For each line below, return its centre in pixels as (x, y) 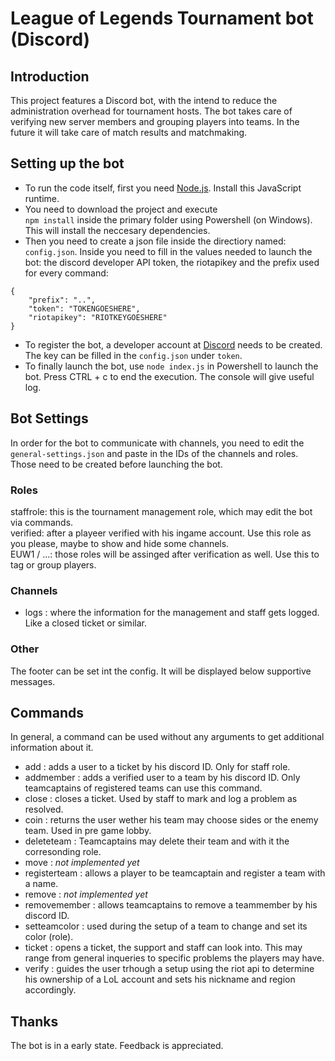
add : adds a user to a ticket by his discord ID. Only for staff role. (157, 767)
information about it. (52, 748)
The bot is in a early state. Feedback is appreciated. (117, 1046)
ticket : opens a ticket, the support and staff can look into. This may (163, 948)
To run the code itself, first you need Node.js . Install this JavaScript (163, 188)
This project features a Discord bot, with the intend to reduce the (144, 100)
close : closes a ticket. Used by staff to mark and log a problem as (161, 799)
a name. (41, 884)
